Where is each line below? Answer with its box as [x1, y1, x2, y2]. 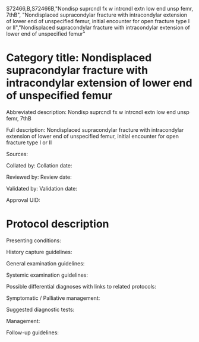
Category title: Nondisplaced [6, 51, 152, 65]
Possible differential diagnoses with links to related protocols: [6, 283, 156, 290]
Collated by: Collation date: [6, 161, 72, 169]
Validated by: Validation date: [6, 185, 77, 192]
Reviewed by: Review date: [6, 173, 72, 180]
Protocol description [6, 217, 109, 231]
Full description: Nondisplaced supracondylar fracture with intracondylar [6, 126, 184, 133]
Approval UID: [6, 196, 40, 204]
